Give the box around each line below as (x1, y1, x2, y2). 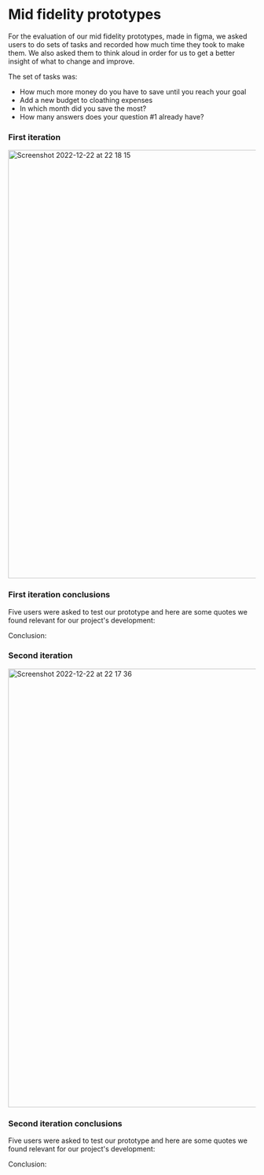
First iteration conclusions (8, 589, 111, 600)
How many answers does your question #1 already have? (19, 112, 204, 121)
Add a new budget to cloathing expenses (19, 95, 153, 105)
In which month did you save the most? (19, 104, 147, 113)
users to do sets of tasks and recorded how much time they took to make (8, 39, 245, 49)
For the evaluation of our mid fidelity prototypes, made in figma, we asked (8, 31, 247, 41)
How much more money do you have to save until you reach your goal (19, 86, 247, 96)
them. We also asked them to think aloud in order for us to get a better (8, 48, 236, 57)
